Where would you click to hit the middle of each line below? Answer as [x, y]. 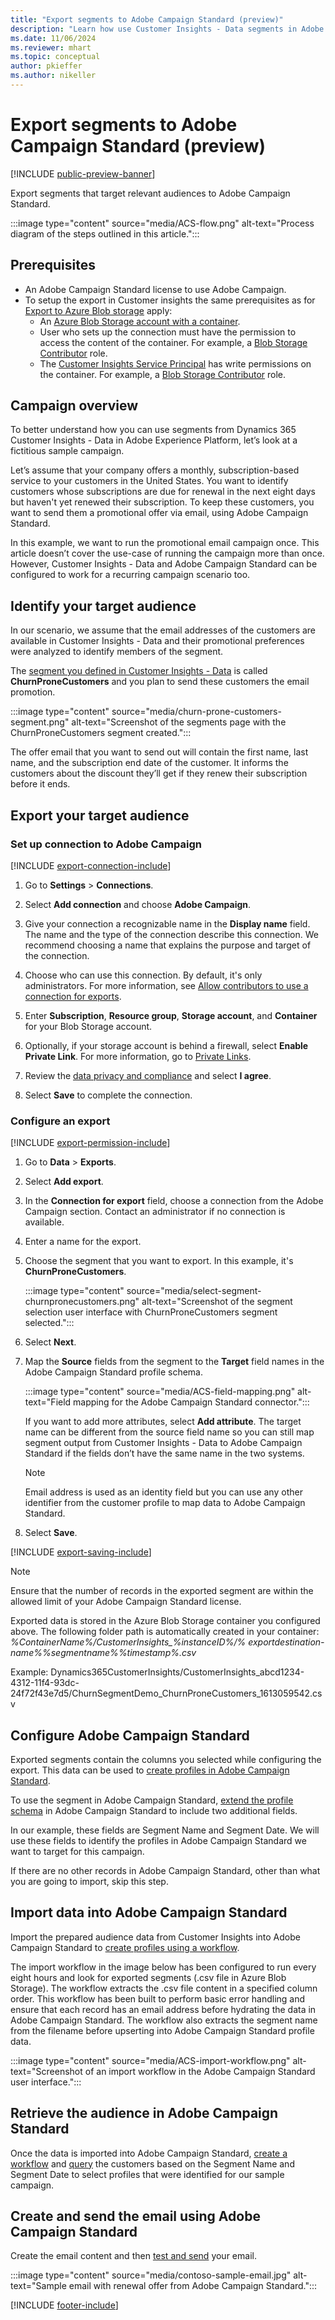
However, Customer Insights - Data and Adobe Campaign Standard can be [164, 564]
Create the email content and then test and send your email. [133, 2256]
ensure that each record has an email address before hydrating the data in [163, 2009]
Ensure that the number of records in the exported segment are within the [162, 1591]
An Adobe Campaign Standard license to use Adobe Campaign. [155, 289]
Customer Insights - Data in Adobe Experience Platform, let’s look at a [154, 440]
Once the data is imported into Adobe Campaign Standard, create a [149, 2153]
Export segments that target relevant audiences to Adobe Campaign [150, 193]
